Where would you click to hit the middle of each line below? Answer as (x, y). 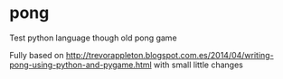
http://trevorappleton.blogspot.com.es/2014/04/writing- (170, 55)
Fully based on (37, 55)
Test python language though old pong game (94, 38)
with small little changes (198, 65)
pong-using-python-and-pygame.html (80, 65)
